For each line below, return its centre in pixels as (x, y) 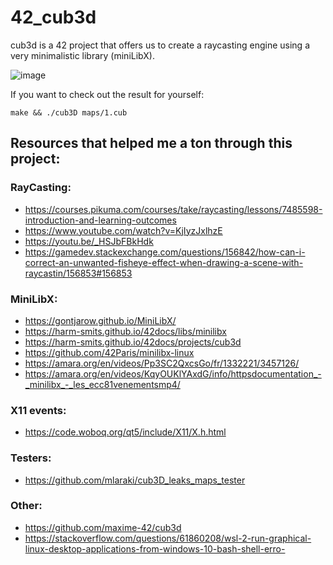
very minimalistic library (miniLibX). (82, 55)
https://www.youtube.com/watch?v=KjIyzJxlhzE (123, 230)
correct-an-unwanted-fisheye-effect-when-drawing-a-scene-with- (164, 262)
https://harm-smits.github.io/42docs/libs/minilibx (125, 331)
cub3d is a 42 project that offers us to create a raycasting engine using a (160, 45)
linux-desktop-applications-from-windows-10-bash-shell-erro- (155, 548)
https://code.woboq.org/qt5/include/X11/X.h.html (125, 432)
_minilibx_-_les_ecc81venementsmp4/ (102, 384)
